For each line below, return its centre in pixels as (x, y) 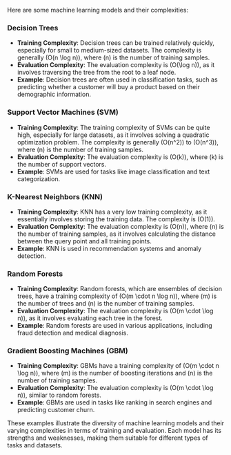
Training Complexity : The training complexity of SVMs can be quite (113, 127)
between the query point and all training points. (84, 241)
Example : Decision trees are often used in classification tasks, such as (118, 80)
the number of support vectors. (62, 164)
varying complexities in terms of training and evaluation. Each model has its (114, 431)
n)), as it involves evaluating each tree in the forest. (90, 318)
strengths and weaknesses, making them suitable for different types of (108, 438)
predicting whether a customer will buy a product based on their (108, 87)
